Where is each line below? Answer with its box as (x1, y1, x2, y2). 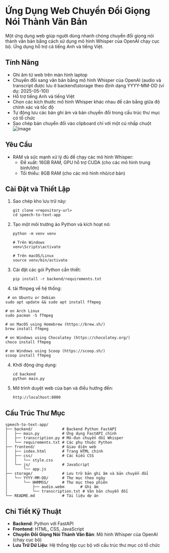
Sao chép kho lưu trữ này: (12, 198, 67, 204)
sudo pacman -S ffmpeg (5, 313, 53, 318)
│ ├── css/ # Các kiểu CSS (5, 453, 94, 459)
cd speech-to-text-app (12, 212, 61, 218)
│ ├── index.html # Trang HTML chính (5, 449, 103, 454)
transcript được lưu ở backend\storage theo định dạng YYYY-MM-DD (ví (12, 82, 164, 88)
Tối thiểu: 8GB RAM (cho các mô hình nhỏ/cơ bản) (20, 170, 125, 176)
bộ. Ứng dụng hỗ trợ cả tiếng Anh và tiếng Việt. (5, 43, 104, 49)
